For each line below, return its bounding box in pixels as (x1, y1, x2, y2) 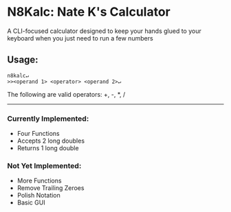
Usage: (7, 54, 39, 66)
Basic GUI (16, 198, 46, 207)
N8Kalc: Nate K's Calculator (7, 4, 170, 20)
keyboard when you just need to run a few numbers (7, 34, 153, 42)
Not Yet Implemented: (7, 161, 82, 170)
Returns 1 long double (16, 144, 79, 152)
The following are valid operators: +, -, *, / (7, 90, 126, 98)
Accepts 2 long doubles (16, 137, 85, 145)
